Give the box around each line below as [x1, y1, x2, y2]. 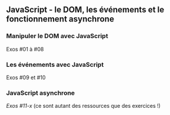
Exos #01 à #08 [6, 45, 44, 52]
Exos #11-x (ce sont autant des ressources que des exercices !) [6, 102, 161, 110]
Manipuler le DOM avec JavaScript [6, 32, 108, 41]
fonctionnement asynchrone [6, 14, 115, 24]
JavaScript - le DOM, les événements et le [6, 5, 165, 15]
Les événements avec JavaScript [6, 60, 104, 69]
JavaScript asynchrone [6, 89, 75, 97]
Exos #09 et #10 [6, 74, 46, 81]
